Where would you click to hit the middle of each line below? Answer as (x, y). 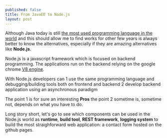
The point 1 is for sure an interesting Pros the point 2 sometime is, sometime (83, 99)
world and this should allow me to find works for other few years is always (81, 38)
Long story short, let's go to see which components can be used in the (78, 114)
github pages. (19, 130)
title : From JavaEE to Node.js (38, 14)
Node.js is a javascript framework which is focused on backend (70, 59)
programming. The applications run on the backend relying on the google (80, 64)
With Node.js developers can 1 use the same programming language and (80, 79)
